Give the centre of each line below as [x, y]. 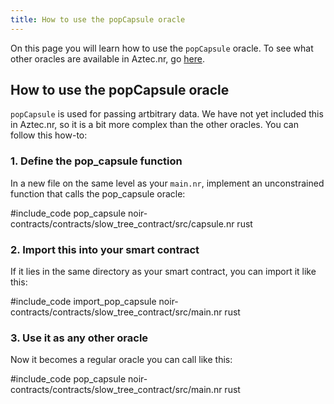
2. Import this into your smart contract [105, 249]
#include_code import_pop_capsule [83, 302]
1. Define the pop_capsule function [96, 161]
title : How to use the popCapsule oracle [98, 19]
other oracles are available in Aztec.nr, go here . [107, 58]
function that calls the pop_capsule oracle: [98, 193]
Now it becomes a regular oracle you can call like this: [121, 360]
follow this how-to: [49, 135]
